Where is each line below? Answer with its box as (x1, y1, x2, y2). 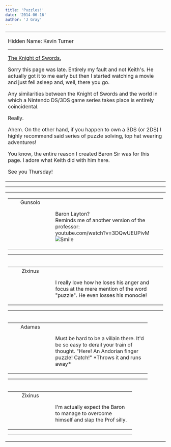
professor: (55, 223, 80, 230)
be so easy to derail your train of (55, 341, 133, 348)
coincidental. (8, 103, 39, 110)
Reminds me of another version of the (55, 217, 146, 224)
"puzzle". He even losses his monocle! (55, 292, 147, 299)
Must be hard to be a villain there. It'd (55, 335, 144, 342)
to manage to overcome (55, 410, 112, 417)
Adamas (20, 323, 41, 331)
